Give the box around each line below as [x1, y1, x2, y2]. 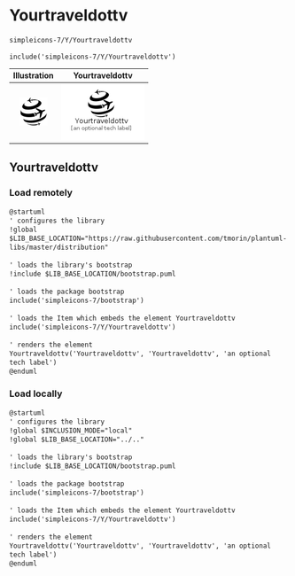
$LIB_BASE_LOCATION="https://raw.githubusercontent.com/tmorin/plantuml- [9, 234, 288, 243]
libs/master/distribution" [9, 243, 109, 252]
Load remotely [9, 186, 74, 198]
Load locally [9, 387, 63, 400]
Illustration [12, 70, 55, 81]
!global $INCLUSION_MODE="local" [9, 426, 133, 435]
